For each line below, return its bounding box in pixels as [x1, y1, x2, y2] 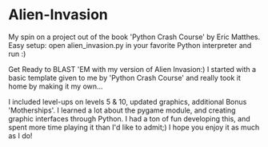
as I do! [8, 130, 33, 141]
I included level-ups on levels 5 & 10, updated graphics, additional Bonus [8, 97, 247, 106]
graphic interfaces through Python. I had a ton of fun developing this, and [8, 113, 250, 123]
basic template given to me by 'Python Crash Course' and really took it [8, 73, 242, 82]
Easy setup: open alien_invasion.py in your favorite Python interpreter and [8, 40, 252, 50]
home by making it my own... [8, 81, 103, 91]
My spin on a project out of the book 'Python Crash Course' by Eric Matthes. [8, 32, 261, 42]
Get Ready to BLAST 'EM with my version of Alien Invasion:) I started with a [8, 64, 257, 73]
